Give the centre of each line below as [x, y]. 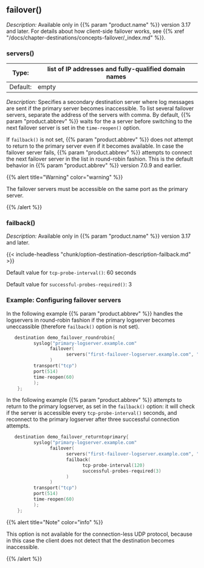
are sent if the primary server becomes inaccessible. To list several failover [100, 108]
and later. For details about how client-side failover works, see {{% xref [95, 31]
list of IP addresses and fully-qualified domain [116, 69]
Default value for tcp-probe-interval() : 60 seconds [71, 272]
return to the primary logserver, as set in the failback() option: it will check [101, 406]
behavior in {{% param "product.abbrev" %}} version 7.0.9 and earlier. [94, 165]
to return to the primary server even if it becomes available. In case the [95, 146]
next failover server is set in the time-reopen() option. [73, 128]
